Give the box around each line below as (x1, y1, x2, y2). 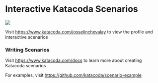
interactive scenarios (5, 34, 48, 40)
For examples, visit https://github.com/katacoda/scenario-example (5, 72, 142, 78)
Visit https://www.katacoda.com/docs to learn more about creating (5, 57, 142, 63)
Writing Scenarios (5, 46, 50, 53)
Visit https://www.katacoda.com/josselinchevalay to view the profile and (5, 28, 153, 35)
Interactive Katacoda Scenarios (5, 3, 138, 15)
